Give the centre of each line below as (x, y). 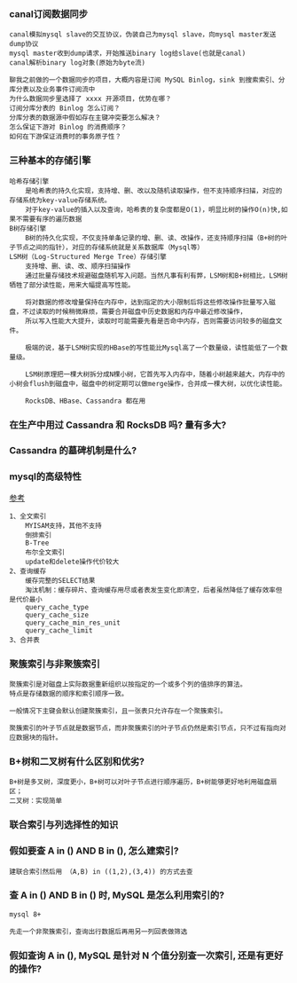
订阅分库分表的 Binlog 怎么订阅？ (65, 108)
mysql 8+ (25, 914)
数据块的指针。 (39, 738)
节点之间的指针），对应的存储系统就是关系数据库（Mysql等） (109, 247)
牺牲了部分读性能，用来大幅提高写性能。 (72, 285)
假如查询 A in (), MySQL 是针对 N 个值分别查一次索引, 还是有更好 (146, 955)
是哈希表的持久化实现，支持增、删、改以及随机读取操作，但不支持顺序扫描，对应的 (154, 191)
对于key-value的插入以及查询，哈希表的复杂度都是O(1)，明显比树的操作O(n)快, (153, 209)
